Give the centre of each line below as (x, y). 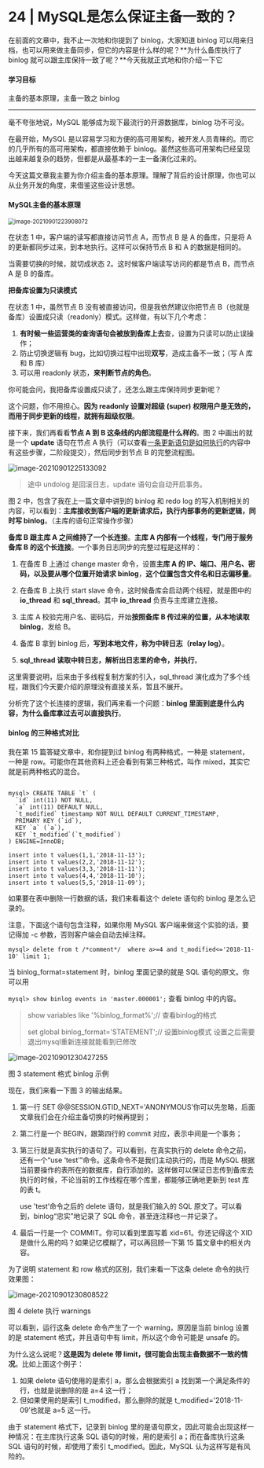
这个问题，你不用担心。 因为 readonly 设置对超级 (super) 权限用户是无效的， (132, 406)
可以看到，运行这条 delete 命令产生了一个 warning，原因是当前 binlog (121, 1327)
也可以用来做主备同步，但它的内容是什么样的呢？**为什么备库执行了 (132, 50)
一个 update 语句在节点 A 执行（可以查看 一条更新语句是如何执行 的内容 (129, 442)
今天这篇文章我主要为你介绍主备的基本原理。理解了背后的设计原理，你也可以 (132, 175)
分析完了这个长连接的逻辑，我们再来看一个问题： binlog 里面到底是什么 (123, 703)
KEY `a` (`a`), (40, 828)
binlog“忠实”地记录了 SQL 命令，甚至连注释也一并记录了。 (128, 1216)
